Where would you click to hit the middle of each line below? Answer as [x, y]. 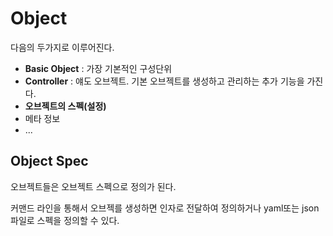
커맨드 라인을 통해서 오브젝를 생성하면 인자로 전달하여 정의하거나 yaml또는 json [165, 208]
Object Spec [49, 161]
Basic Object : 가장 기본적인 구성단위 [98, 68]
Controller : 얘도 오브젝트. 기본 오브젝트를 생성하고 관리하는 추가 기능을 [164, 81]
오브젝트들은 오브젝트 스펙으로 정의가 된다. [93, 186]
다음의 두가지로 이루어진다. [62, 47]
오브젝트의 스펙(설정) [65, 106]
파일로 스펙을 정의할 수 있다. [65, 220]
